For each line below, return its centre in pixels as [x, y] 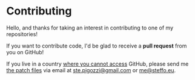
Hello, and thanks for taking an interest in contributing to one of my [90, 28]
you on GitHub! [25, 52]
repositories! [22, 34]
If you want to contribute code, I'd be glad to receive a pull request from [97, 46]
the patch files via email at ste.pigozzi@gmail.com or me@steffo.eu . [91, 70]
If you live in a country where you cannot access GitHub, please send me [97, 64]
